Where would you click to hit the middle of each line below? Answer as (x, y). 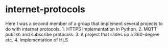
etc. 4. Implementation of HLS (37, 40)
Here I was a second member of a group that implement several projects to (84, 23)
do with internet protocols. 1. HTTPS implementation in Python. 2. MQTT (81, 29)
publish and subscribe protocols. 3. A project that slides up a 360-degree (82, 34)
